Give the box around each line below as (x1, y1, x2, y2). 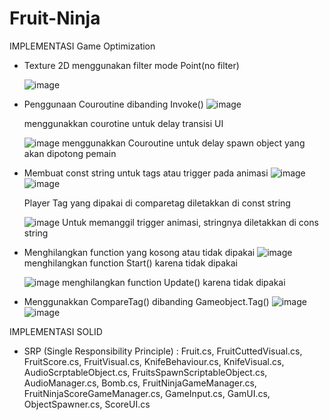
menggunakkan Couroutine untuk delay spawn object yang (62, 137, 306, 149)
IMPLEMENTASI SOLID (9, 325, 103, 337)
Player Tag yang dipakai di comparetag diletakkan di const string (23, 197, 291, 209)
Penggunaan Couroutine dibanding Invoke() (23, 98, 204, 110)
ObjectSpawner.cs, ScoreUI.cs (23, 398, 151, 410)
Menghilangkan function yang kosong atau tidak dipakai (23, 246, 256, 258)
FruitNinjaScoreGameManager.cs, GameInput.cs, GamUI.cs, (23, 387, 271, 399)
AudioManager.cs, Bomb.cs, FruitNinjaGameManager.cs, (23, 377, 257, 389)
